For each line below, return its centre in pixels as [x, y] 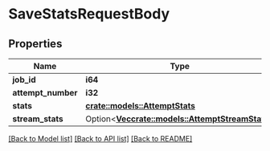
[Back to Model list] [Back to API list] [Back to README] [100, 139]
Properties [35, 44]
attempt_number [45, 93]
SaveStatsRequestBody [89, 14]
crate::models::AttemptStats [140, 106]
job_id [24, 80]
